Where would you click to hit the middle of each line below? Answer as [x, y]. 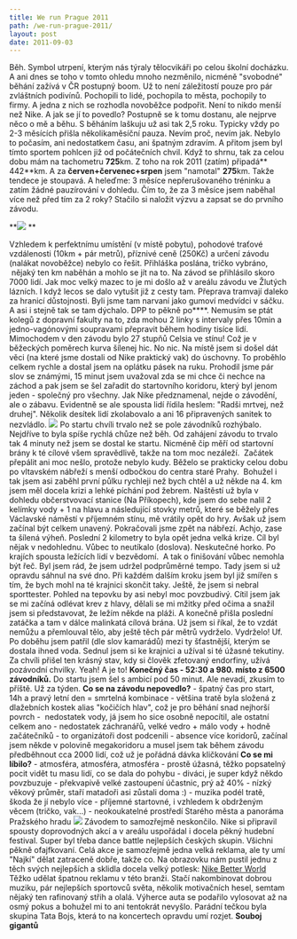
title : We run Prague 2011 [59, 17]
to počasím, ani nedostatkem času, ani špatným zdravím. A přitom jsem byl [146, 143]
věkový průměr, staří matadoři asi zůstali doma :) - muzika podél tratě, [137, 793]
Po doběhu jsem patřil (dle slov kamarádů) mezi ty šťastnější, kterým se [140, 642]
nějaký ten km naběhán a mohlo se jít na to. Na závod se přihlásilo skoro [143, 272]
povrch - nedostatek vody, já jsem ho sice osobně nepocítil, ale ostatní [139, 717]
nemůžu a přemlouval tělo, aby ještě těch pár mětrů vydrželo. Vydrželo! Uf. [146, 632]
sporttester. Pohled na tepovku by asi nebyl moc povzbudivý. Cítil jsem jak [145, 595]
